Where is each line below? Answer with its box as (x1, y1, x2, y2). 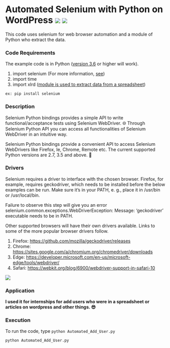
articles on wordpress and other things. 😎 (5, 304, 96, 310)
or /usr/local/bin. (5, 192, 40, 198)
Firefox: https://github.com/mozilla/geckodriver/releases (12, 238, 131, 244)
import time (12, 76, 37, 82)
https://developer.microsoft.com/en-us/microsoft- (26, 254, 130, 260)
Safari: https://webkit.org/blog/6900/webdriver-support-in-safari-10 (12, 265, 156, 271)
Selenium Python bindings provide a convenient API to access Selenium (5, 141, 156, 147)
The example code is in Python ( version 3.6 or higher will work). (5, 61, 139, 67)
